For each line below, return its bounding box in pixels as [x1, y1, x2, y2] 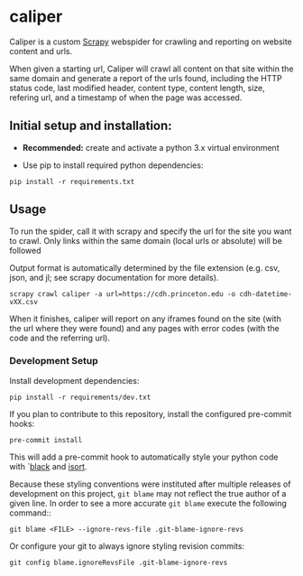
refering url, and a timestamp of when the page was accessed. [9, 92, 243, 103]
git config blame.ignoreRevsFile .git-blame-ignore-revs [9, 558, 228, 567]
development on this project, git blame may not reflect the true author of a [9, 488, 287, 498]
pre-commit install [9, 435, 83, 444]
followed [9, 245, 42, 255]
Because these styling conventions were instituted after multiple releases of [9, 478, 291, 489]
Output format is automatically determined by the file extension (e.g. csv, [9, 262, 280, 273]
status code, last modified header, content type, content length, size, [9, 82, 266, 93]
